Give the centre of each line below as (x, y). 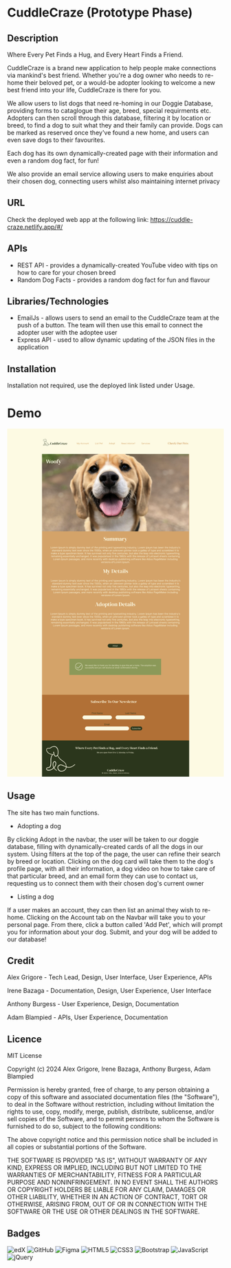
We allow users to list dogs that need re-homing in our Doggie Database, (110, 103)
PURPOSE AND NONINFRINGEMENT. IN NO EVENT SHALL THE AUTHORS (113, 1183)
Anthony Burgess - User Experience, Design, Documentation (93, 1004)
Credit (21, 961)
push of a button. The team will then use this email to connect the (110, 325)
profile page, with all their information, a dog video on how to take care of (111, 868)
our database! (27, 939)
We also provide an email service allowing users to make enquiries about (110, 174)
